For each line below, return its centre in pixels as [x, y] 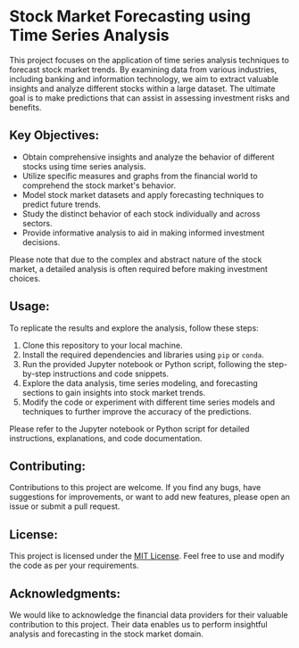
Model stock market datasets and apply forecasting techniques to [143, 194]
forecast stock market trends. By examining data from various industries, [143, 70]
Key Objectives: [54, 135]
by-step [37, 373]
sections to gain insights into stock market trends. [114, 392]
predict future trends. [61, 204]
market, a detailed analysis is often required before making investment [138, 268]
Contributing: [48, 466]
